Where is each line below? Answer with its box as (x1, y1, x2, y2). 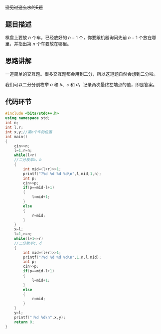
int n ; (5, 120, 19, 126)
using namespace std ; (5, 116, 50, 121)
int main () (5, 134, 28, 139)
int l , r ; (5, 125, 23, 130)
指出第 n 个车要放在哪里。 (18, 40, 72, 46)
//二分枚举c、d (14, 241, 42, 246)
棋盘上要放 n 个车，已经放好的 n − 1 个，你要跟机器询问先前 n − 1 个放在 (5, 34, 152, 40)
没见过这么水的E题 (5, 4, 43, 10)
